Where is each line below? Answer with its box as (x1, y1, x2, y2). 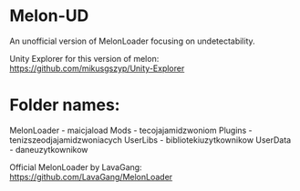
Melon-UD (9, 5, 89, 26)
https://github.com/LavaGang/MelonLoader (9, 171, 173, 182)
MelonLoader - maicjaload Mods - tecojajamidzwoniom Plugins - (9, 125, 253, 136)
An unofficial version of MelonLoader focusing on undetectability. (9, 35, 255, 46)
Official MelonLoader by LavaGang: (9, 161, 143, 173)
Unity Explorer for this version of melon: (9, 53, 160, 64)
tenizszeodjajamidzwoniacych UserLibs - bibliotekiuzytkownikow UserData (9, 134, 292, 146)
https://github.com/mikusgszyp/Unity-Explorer (9, 63, 185, 74)
